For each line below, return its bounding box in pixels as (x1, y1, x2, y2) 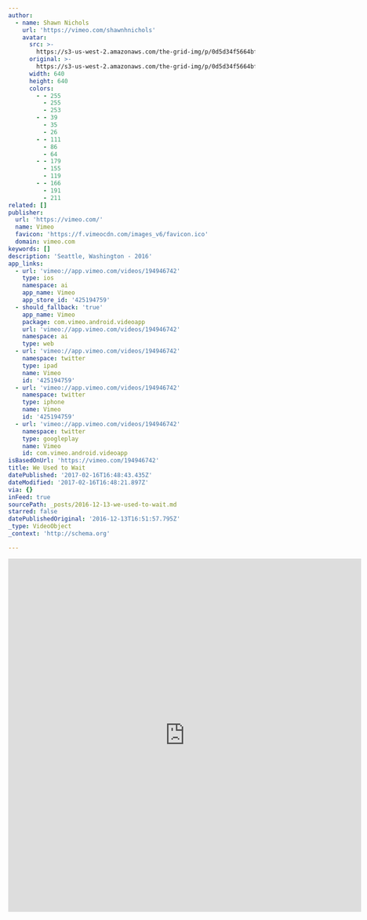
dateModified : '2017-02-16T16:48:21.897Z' (8, 478, 149, 487)
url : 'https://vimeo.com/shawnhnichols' (22, 26, 156, 34)
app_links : (8, 260, 44, 268)
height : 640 (28, 77, 68, 85)
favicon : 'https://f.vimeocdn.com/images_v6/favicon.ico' (15, 231, 209, 239)
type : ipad (22, 362, 58, 370)
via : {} (8, 486, 34, 494)
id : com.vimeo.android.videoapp (22, 449, 128, 458)
